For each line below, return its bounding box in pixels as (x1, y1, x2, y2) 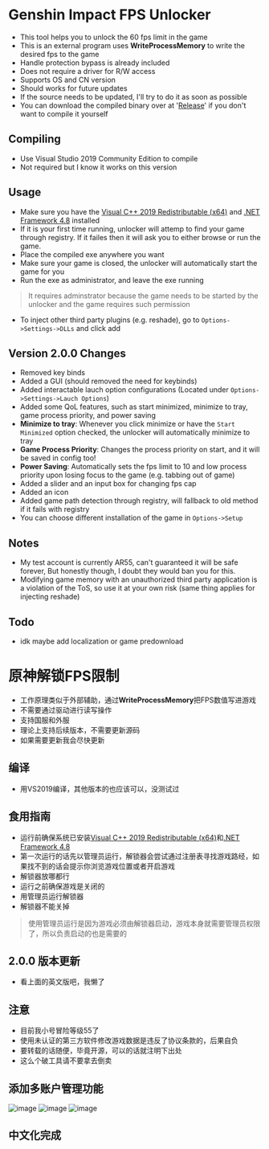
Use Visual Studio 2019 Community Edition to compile (19, 153, 198, 163)
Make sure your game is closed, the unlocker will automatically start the (19, 258, 258, 268)
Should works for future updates (19, 83, 128, 93)
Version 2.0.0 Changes (8, 346, 126, 360)
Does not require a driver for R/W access (19, 66, 156, 76)
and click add (75, 323, 121, 333)
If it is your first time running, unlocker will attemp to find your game (19, 223, 245, 234)
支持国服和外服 (19, 715, 70, 725)
